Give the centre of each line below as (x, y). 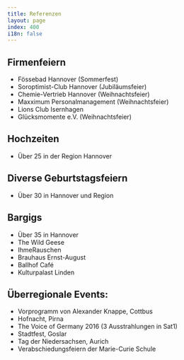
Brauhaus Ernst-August (52, 257)
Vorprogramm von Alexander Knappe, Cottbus (85, 311)
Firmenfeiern (36, 62)
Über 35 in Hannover (48, 235)
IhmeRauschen (39, 250)
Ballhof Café (36, 265)
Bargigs (25, 217)
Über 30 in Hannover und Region (65, 195)
